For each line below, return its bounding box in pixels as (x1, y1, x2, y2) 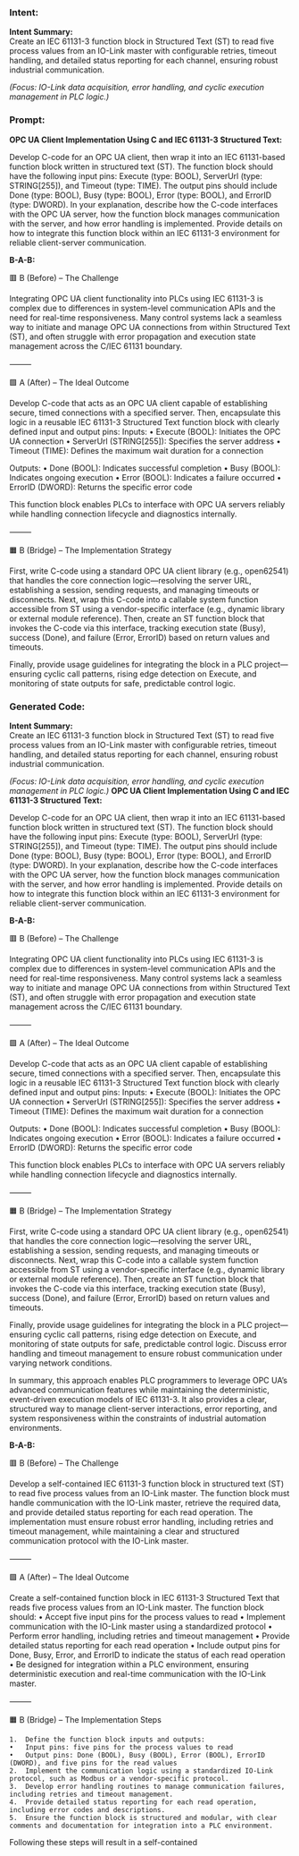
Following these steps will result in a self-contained (9, 1836, 198, 1847)
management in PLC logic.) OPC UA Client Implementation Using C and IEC (9, 785, 290, 796)
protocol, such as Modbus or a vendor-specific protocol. (9, 1774, 229, 1783)
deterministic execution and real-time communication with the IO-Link (9, 1668, 266, 1679)
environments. (9, 1422, 62, 1433)
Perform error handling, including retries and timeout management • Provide (9, 1630, 290, 1641)
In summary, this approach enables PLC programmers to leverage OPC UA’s (9, 1375, 288, 1385)
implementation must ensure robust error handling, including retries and (9, 1516, 274, 1527)
